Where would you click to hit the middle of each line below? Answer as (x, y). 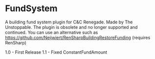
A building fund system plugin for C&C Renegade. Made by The (69, 22)
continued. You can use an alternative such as (52, 32)
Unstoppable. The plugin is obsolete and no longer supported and (71, 27)
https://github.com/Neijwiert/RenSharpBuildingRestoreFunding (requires (78, 38)
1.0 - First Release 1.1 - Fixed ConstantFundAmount (56, 52)
